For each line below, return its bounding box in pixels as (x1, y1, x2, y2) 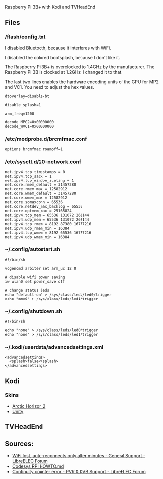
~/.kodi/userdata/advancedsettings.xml (5, 343, 104, 350)
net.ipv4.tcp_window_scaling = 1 (5, 178, 74, 183)
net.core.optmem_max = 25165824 (5, 208, 72, 214)
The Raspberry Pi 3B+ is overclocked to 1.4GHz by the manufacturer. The (5, 64, 155, 70)
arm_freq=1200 (5, 111, 35, 116)
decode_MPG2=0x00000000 (5, 120, 54, 124)
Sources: (5, 439, 34, 448)
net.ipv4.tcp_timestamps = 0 (5, 170, 65, 175)
